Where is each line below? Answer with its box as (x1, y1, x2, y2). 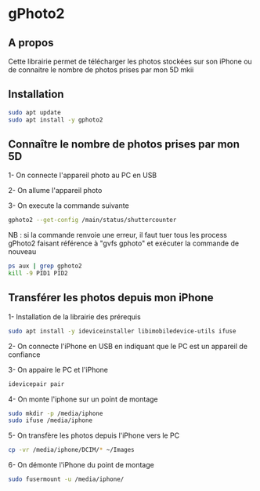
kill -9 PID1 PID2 (8, 270, 68, 278)
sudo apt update (8, 108, 61, 116)
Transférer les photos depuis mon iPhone (8, 291, 214, 304)
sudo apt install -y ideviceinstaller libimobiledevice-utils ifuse (8, 327, 237, 335)
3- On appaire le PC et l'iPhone (8, 365, 108, 374)
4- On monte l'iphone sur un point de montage (8, 394, 158, 404)
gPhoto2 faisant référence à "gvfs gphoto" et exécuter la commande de (8, 238, 240, 248)
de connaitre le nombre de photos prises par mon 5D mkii (8, 65, 194, 75)
